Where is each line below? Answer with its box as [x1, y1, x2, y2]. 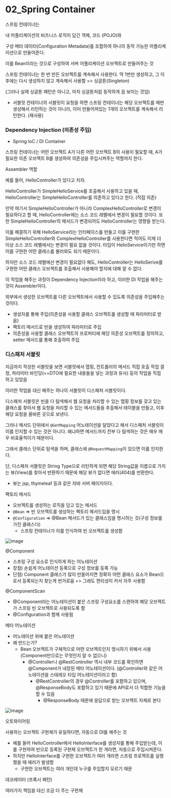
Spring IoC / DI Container [12, 138, 66, 145]
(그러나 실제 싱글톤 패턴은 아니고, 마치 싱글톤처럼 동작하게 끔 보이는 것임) [5, 88, 150, 94]
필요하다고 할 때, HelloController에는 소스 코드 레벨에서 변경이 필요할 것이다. [5, 212, 158, 218]
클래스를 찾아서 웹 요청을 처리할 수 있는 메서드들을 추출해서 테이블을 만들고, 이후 [5, 404, 165, 411]
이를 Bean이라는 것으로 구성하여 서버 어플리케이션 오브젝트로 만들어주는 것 [5, 60, 154, 66]
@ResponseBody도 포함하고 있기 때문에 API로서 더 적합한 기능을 [35, 684, 166, 690]
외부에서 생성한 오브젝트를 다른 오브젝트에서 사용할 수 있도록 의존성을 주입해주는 [5, 294, 165, 300]
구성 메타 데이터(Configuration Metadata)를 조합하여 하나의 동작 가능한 [5, 43, 149, 49]
